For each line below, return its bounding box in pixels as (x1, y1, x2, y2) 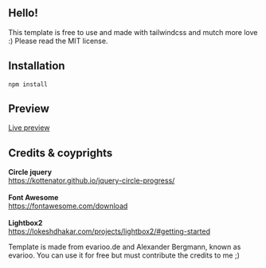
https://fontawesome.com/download (8, 201, 128, 211)
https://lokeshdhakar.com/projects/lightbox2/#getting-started (8, 227, 211, 236)
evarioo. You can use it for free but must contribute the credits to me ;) (8, 250, 241, 260)
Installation (8, 59, 65, 73)
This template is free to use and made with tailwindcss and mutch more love (8, 27, 258, 37)
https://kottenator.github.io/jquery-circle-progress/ (8, 175, 175, 186)
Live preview (8, 123, 50, 132)
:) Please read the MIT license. (8, 36, 108, 45)
